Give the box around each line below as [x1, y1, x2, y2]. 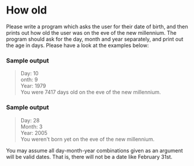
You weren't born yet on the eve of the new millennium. [20, 135, 155, 142]
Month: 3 [20, 123, 43, 130]
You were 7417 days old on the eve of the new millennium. [20, 89, 161, 96]
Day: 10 [20, 70, 39, 77]
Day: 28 [20, 117, 40, 124]
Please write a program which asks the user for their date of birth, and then [6, 23, 188, 30]
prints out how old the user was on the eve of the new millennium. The [6, 29, 177, 36]
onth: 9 [20, 76, 38, 83]
